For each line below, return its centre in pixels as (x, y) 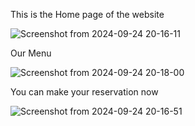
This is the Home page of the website (87, 14)
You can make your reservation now (84, 92)
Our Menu (31, 53)
